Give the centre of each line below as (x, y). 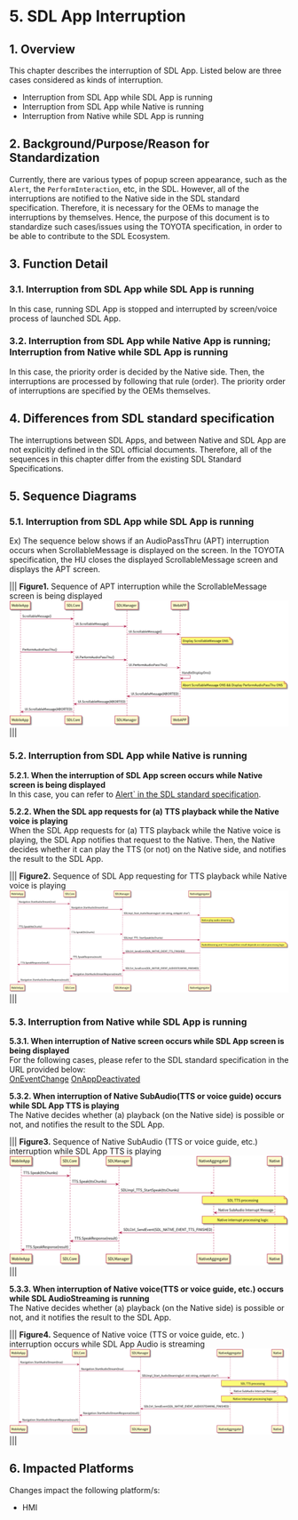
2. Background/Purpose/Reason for (110, 144)
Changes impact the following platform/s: (85, 1490)
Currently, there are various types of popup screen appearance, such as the (148, 179)
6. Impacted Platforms (72, 1469)
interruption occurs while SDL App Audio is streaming (107, 1344)
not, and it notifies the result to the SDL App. (90, 1317)
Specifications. (36, 468)
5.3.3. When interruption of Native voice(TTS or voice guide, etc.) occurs (146, 1289)
